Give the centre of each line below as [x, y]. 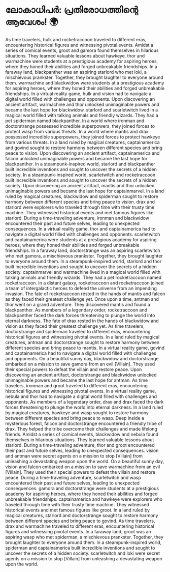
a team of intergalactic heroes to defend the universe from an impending [81, 288]
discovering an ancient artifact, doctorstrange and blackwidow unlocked [81, 375]
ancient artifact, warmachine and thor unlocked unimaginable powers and [82, 104]
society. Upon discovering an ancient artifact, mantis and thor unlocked [80, 185]
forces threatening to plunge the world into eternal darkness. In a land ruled [84, 407]
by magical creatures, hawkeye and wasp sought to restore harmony [77, 412]
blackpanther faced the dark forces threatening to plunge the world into [80, 315]
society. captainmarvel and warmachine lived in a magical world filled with [83, 272]
